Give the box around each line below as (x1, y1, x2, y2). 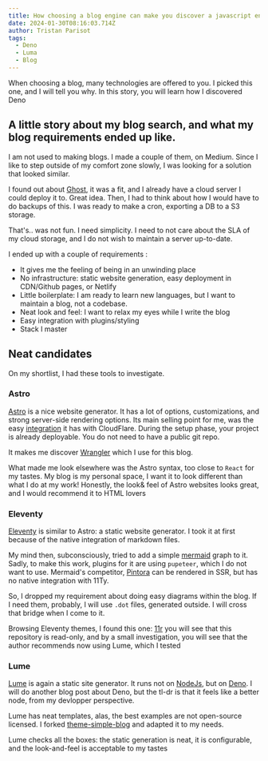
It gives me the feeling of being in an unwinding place (19, 264, 196, 274)
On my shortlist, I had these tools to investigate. (8, 368, 165, 378)
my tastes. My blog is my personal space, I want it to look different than (8, 471, 243, 481)
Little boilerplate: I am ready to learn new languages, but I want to (19, 290, 235, 299)
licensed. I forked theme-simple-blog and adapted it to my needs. (8, 719, 224, 729)
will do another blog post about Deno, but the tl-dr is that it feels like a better (8, 688, 259, 697)
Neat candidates (8, 347, 93, 361)
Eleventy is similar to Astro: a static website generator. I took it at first (8, 526, 235, 536)
